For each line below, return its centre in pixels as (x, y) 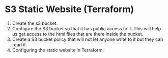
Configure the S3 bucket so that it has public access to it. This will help (87, 28)
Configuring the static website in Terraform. (58, 50)
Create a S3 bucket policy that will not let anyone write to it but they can (88, 39)
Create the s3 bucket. (35, 23)
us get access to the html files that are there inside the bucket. (78, 34)
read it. (20, 44)
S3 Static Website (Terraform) (69, 9)
